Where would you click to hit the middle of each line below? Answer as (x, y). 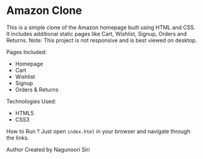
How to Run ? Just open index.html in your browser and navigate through (98, 131)
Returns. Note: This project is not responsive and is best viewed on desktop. (102, 40)
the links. (18, 138)
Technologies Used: (31, 101)
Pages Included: (26, 52)
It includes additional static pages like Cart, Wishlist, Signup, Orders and (97, 33)
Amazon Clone (44, 11)
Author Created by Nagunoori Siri (48, 149)
